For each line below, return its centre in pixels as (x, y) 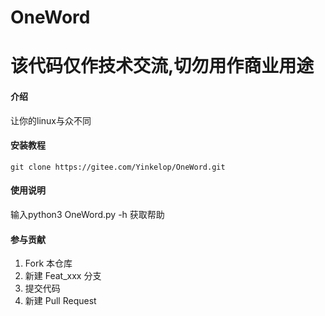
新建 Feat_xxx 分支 (63, 276)
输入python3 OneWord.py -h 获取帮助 (87, 214)
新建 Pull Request (60, 301)
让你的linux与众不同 (51, 120)
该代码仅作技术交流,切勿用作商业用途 (162, 66)
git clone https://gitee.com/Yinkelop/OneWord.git (118, 167)
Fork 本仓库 (48, 263)
